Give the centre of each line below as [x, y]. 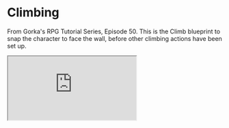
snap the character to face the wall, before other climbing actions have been [114, 38]
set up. [17, 46]
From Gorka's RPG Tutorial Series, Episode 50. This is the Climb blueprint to [114, 31]
